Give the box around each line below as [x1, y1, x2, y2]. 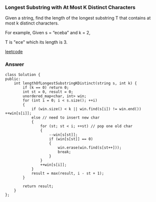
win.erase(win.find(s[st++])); [57, 145, 122, 150]
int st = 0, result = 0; [23, 89, 74, 94]
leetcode [5, 49, 23, 55]
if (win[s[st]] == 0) [49, 136, 93, 141]
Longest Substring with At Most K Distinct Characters [5, 4, 136, 11]
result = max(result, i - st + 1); [31, 171, 104, 176]
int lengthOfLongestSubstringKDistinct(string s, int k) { [14, 80, 137, 86]
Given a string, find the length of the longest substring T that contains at [5, 15, 151, 21]
